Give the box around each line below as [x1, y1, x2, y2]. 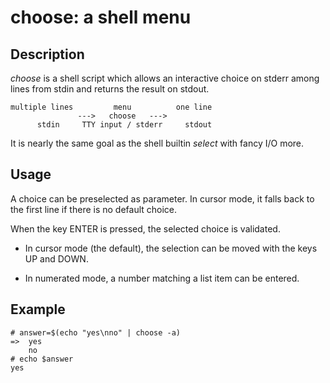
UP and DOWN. [24, 252, 89, 265]
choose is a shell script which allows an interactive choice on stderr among [10, 72, 320, 84]
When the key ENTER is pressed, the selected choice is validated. [10, 222, 281, 235]
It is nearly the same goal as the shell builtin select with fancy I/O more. [10, 137, 305, 149]
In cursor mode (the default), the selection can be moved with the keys [24, 242, 318, 254]
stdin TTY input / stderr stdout [36, 120, 213, 130]
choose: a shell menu [10, 6, 192, 29]
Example [10, 301, 66, 318]
